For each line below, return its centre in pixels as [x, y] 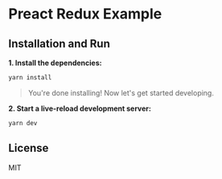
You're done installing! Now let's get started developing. [121, 92]
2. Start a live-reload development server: [80, 108]
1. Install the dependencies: [55, 63]
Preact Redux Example [85, 14]
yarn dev [23, 123]
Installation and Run [60, 44]
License [29, 148]
